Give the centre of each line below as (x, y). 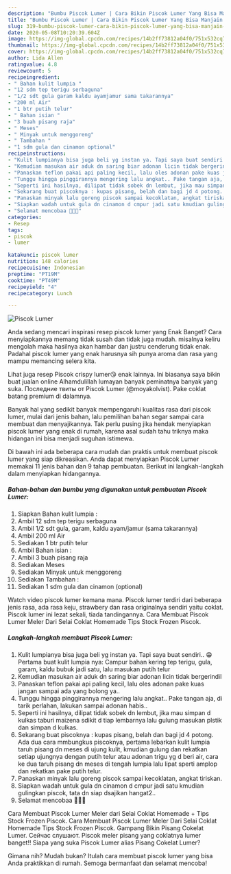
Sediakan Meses (41, 565)
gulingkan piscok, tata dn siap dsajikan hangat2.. (87, 793)
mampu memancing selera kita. (52, 361)
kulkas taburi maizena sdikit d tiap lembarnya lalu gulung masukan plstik (120, 721)
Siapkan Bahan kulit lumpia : (58, 514)
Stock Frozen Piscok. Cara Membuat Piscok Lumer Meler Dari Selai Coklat (112, 821)
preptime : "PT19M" (34, 274)
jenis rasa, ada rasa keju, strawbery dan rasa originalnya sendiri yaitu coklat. (115, 608)
